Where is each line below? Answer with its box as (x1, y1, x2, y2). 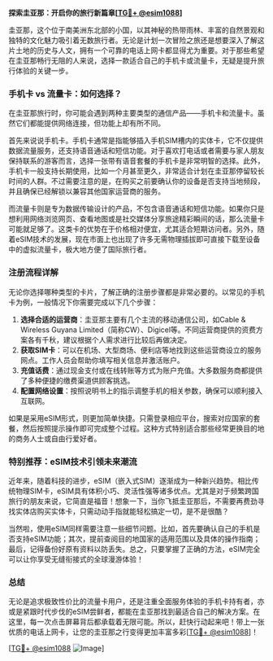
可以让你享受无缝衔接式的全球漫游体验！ (8, 554, 144, 564)
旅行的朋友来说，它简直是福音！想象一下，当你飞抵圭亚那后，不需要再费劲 (8, 496, 258, 506)
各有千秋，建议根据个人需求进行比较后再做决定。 (27, 335, 192, 344)
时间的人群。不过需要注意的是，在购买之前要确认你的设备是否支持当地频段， (8, 177, 265, 186)
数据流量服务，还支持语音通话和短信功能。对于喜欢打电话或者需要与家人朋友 (8, 146, 265, 155)
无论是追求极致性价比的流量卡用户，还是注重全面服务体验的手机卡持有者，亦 (8, 597, 265, 606)
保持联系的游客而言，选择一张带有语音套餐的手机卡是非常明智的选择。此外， (8, 156, 265, 166)
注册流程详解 (8, 267, 59, 278)
